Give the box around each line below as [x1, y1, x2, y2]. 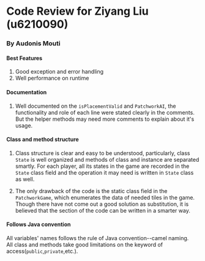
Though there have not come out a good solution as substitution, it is [15, 200, 189, 208]
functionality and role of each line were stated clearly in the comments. [15, 108, 195, 116]
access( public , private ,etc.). [6, 247, 78, 255]
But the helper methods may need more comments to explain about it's [15, 115, 195, 123]
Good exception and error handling [15, 68, 104, 75]
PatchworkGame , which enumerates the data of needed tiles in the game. [15, 194, 195, 201]
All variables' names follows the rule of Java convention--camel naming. [6, 234, 189, 241]
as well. [15, 175, 35, 183]
